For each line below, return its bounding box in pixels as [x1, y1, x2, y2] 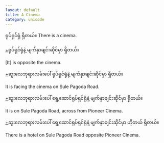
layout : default [5, 7, 40, 13]
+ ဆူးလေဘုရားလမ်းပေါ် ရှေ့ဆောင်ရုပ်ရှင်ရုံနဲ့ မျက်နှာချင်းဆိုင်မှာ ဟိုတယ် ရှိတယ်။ [5, 119, 159, 125]
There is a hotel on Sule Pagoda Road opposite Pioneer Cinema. [5, 132, 140, 138]
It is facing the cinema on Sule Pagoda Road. [5, 83, 100, 90]
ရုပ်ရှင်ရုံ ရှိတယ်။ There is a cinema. [5, 33, 77, 39]
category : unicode [5, 17, 44, 22]
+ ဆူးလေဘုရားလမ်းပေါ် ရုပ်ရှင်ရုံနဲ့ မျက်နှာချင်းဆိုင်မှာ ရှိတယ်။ [5, 71, 124, 77]
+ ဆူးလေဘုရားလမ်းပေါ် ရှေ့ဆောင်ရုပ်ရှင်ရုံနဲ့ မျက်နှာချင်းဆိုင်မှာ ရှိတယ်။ [5, 95, 143, 101]
